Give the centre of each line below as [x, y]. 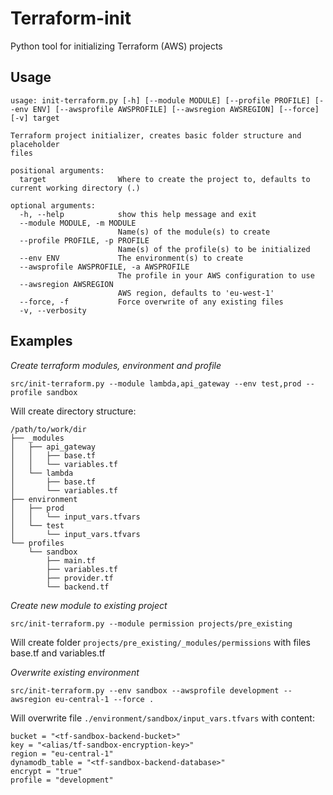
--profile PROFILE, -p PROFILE [84, 240]
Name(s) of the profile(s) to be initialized [214, 249]
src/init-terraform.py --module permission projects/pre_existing [151, 623]
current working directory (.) [75, 188]
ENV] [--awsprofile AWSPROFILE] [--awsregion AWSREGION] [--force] [176, 109]
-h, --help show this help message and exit [138, 214]
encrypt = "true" [46, 771]
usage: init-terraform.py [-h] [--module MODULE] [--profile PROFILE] [160, 100]
